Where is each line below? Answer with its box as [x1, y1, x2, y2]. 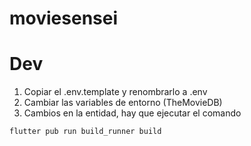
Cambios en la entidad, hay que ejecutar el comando [23, 107, 242, 119]
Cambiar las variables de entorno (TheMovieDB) [23, 97, 223, 109]
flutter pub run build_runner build [9, 127, 162, 137]
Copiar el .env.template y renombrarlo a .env [23, 86, 208, 98]
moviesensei [9, 7, 119, 30]
